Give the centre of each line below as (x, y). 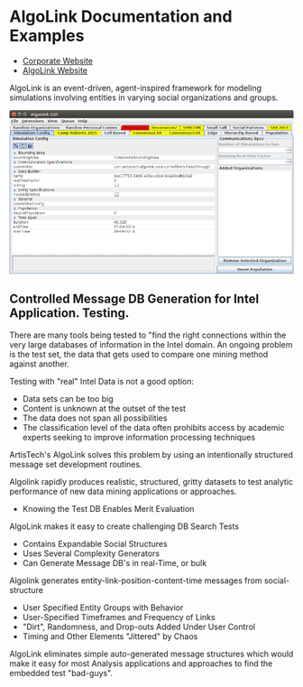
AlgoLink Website (55, 70)
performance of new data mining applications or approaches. (123, 491)
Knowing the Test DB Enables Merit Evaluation (108, 508)
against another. (39, 364)
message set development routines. (76, 464)
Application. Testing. (69, 313)
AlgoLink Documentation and (121, 17)
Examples (47, 36)
